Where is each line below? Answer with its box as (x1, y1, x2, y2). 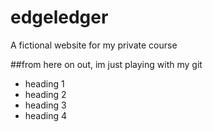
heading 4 (24, 109, 68, 121)
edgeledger (10, 6, 109, 29)
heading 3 (24, 99, 67, 111)
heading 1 (24, 77, 65, 90)
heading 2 (24, 88, 67, 100)
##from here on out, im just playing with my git (10, 58, 203, 70)
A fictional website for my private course (10, 39, 178, 51)
